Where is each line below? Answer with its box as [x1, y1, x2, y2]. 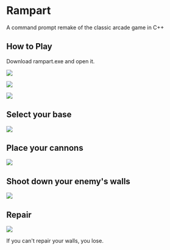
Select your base [6, 109, 72, 120]
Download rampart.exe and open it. [6, 57, 95, 64]
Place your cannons [6, 142, 83, 153]
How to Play [6, 41, 53, 52]
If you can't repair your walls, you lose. [6, 237, 104, 244]
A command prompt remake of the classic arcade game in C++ [6, 24, 165, 31]
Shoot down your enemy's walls [6, 176, 131, 186]
